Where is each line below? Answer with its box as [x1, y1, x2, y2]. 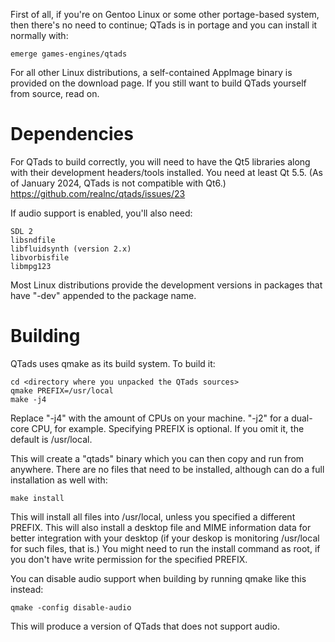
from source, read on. [10, 88, 100, 99]
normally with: [10, 30, 69, 41]
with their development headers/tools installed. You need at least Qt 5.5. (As [10, 166, 323, 178]
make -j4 [10, 394, 47, 404]
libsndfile [10, 235, 56, 245]
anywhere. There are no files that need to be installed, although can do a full [10, 463, 325, 475]
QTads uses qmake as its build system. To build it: [10, 357, 216, 369]
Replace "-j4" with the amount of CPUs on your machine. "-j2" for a [10, 412, 290, 424]
